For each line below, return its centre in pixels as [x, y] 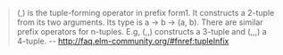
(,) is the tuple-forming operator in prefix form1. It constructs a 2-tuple [146, 13]
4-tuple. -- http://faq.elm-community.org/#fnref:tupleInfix [123, 41]
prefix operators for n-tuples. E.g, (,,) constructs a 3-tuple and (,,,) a [141, 31]
